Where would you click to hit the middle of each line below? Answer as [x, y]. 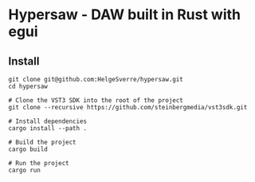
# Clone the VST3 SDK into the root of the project [96, 101]
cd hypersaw [28, 86]
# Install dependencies [48, 121]
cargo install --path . [48, 129]
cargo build [28, 149]
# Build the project [43, 142]
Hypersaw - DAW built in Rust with [125, 15]
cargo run [25, 170]
